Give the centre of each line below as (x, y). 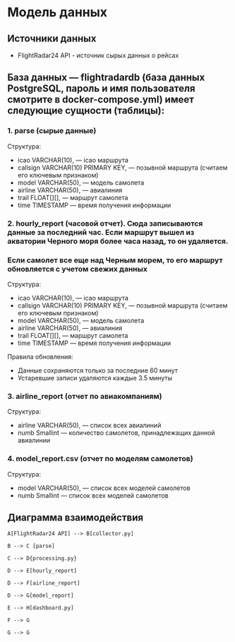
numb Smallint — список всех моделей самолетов (93, 495)
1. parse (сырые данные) (52, 131)
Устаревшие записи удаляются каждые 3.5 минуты (95, 378)
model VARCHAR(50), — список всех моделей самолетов (104, 488)
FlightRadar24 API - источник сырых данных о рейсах (98, 55)
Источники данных (52, 39)
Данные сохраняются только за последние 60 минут (98, 370)
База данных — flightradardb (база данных (106, 77)
